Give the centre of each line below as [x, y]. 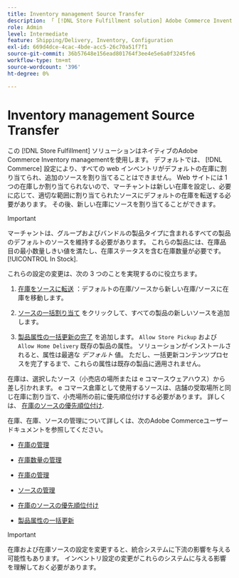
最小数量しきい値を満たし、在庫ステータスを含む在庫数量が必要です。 [122, 251]
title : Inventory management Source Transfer [76, 14]
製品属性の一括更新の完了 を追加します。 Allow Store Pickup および [117, 337]
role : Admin [25, 27]
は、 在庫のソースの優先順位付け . [56, 406]
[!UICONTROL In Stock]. [43, 259]
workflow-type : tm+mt [39, 61]
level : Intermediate [38, 34]
